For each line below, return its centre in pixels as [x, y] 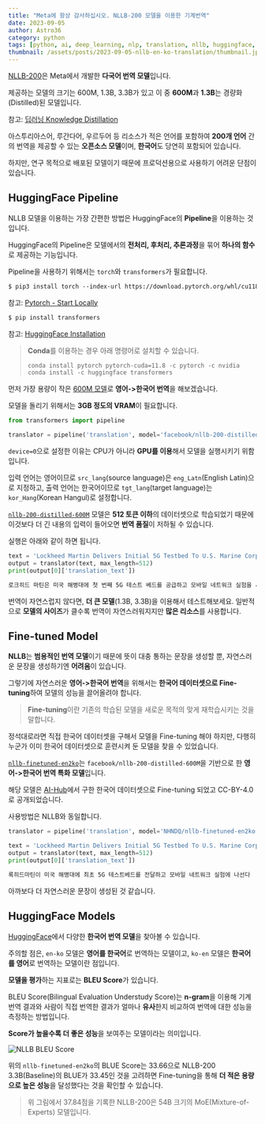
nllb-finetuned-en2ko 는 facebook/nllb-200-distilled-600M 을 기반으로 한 [125, 763]
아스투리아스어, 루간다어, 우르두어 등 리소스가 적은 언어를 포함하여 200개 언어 [127, 136]
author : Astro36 [35, 30]
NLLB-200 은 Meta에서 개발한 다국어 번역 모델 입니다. [90, 76]
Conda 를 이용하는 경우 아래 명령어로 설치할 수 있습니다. [113, 350]
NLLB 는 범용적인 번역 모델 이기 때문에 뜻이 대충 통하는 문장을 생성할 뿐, [116, 657]
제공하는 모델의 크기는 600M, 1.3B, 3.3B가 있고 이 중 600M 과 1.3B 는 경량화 [125, 93]
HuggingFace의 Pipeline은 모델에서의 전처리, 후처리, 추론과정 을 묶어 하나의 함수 [132, 244]
